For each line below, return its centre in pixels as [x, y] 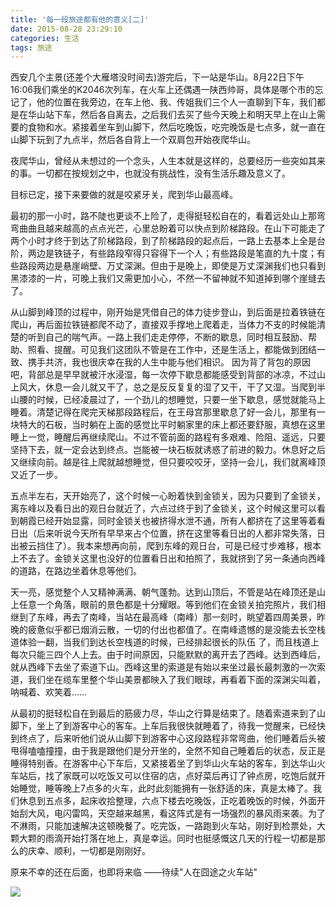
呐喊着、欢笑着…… [49, 692]
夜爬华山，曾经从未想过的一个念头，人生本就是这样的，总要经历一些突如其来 [168, 161]
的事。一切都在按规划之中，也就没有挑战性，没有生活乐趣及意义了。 [150, 173]
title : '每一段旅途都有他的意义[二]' [80, 19]
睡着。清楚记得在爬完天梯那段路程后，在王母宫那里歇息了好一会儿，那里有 [163, 412]
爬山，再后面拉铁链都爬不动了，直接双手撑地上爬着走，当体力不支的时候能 [163, 325]
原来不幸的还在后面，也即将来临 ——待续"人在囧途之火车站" [134, 872]
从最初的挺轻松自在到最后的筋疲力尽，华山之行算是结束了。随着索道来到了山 [168, 713]
